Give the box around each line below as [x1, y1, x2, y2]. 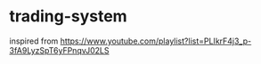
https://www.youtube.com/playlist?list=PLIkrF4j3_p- [60, 36, 252, 46]
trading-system [9, 6, 127, 27]
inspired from [9, 36, 59, 46]
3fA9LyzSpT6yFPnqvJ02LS [9, 44, 110, 55]
